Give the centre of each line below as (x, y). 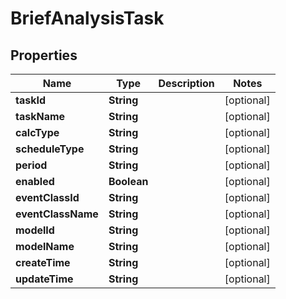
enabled (35, 181)
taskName (40, 116)
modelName (45, 246)
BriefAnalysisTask (87, 18)
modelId (35, 230)
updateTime (44, 279)
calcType (37, 132)
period (31, 165)
